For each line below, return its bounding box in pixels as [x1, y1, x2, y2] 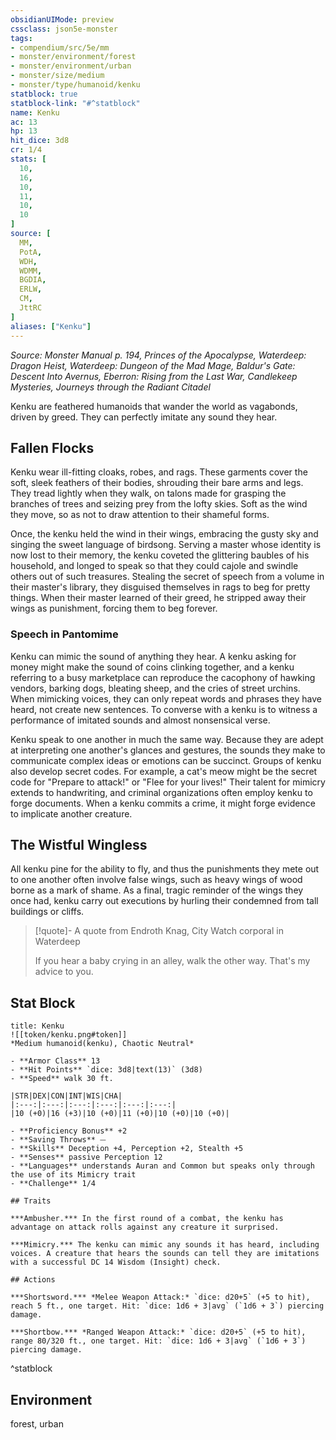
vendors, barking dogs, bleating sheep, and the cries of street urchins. [10, 682, 301, 694]
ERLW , [19, 284, 43, 295]
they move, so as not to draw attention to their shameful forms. [10, 509, 270, 521]
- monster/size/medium [10, 71, 105, 81]
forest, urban [10, 1418, 64, 1430]
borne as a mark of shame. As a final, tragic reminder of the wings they [10, 884, 304, 896]
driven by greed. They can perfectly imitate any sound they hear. [10, 411, 278, 423]
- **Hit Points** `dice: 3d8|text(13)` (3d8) [10, 1065, 203, 1075]
